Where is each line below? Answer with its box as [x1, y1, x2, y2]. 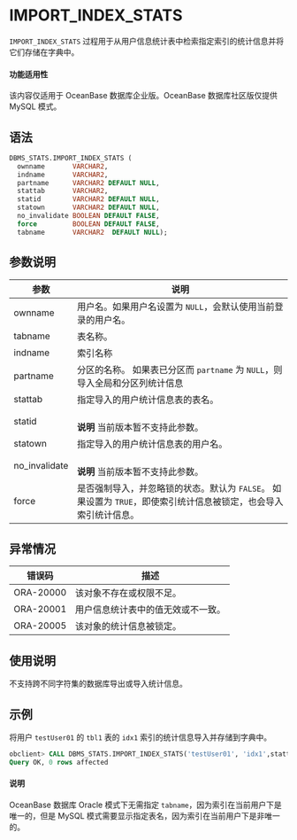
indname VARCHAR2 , [17, 170, 109, 179]
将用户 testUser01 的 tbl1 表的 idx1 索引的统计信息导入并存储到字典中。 [9, 732, 272, 743]
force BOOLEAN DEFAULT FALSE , [17, 219, 161, 229]
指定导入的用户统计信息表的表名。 [76, 393, 219, 406]
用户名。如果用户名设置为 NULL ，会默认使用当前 [76, 300, 275, 313]
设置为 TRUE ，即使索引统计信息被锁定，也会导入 [85, 495, 284, 508]
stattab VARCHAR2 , [17, 187, 109, 196]
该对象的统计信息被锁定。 [74, 620, 182, 633]
